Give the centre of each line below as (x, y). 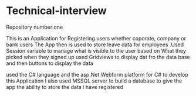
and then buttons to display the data (50, 63)
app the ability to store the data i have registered (65, 87)
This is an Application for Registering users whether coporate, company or (96, 38)
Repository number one (35, 27)
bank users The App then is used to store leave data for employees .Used (95, 44)
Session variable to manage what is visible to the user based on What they (96, 50)
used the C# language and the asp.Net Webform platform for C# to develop (97, 74)
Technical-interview (56, 11)
